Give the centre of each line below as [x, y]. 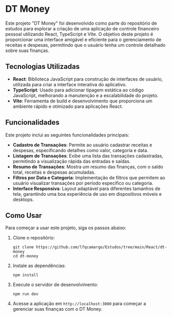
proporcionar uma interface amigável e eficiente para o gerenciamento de [83, 40]
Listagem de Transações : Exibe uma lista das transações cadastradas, [88, 156]
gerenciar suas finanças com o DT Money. [58, 309]
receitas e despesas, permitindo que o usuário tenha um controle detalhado [85, 45]
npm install [25, 275]
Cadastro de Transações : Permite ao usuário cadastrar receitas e [82, 145]
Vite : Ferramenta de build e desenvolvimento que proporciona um [82, 101]
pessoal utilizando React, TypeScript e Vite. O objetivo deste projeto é [79, 34]
